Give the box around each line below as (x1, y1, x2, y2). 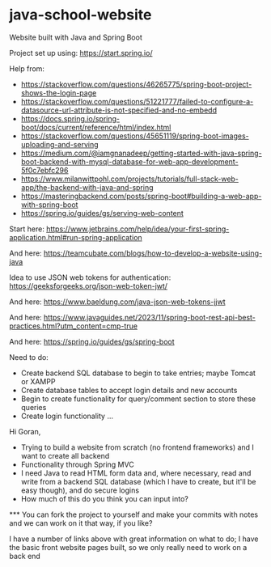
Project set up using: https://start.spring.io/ (9, 48, 153, 57)
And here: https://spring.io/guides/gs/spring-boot (9, 336, 175, 346)
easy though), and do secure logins (20, 485, 140, 495)
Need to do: (9, 352, 49, 362)
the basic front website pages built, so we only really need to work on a (9, 542, 248, 552)
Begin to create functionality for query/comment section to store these (20, 394, 256, 404)
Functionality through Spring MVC (20, 459, 134, 469)
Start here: (9, 224, 45, 234)
